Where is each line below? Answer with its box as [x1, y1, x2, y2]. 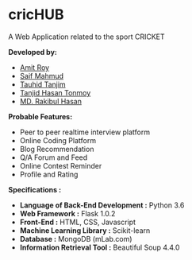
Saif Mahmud [19, 71, 64, 80]
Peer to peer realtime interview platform [19, 127, 151, 137]
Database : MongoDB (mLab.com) [19, 234, 132, 243]
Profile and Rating [19, 169, 79, 179]
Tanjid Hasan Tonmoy [19, 87, 91, 97]
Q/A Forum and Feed [19, 153, 88, 162]
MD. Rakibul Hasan [19, 96, 82, 106]
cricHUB [8, 6, 64, 24]
